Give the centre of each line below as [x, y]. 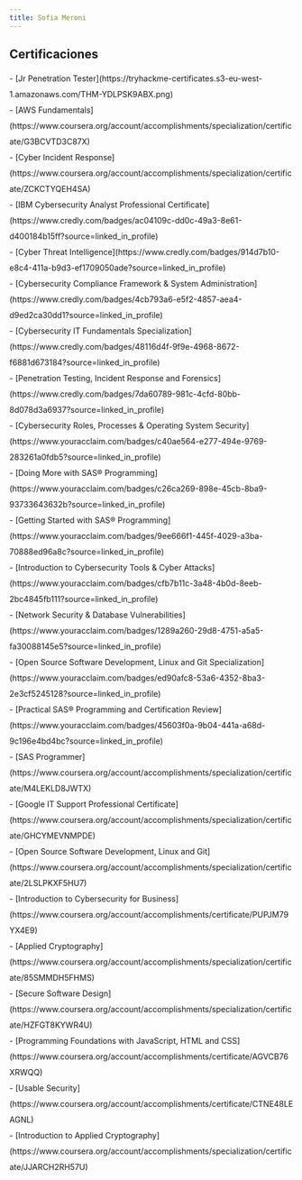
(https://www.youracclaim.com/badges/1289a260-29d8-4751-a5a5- [137, 631]
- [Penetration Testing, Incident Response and [95, 379]
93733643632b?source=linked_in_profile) [87, 505]
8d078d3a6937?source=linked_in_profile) [87, 410]
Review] [207, 709]
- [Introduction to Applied [56, 1136]
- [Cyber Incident [41, 158]
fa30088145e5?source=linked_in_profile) [86, 646]
